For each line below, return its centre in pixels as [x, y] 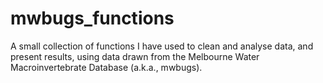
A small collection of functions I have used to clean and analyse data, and [162, 46]
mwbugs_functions [92, 18]
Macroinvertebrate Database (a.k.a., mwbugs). [106, 67]
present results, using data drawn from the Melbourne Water [135, 56]
